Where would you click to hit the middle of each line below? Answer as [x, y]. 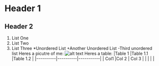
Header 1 [23, 8]
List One [20, 38]
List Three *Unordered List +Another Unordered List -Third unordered [82, 48]
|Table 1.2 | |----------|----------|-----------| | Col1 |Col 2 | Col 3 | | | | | [83, 58]
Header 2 [19, 26]
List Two [20, 43]
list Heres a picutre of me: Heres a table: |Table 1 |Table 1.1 [80, 53]
